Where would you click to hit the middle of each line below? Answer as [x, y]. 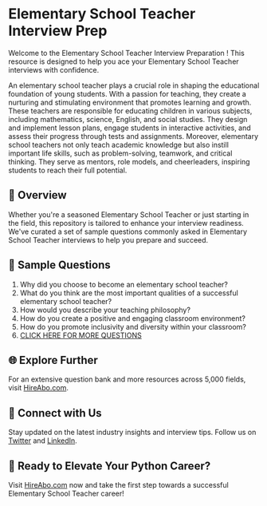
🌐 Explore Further [53, 360]
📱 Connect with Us [55, 413]
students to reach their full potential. [68, 170]
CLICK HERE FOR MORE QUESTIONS [80, 335]
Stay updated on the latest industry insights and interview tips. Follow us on [132, 433]
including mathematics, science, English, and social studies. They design [128, 119]
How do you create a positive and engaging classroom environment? [132, 318]
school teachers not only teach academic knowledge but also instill [119, 144]
